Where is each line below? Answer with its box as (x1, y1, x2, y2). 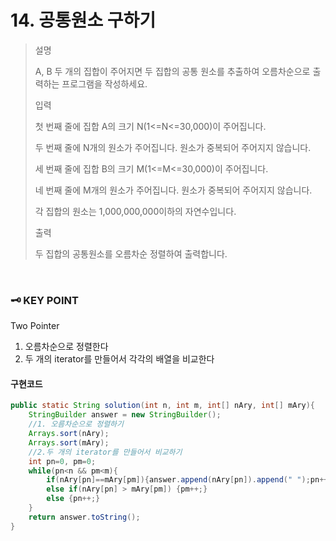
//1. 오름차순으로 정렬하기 (28, 419, 124, 430)
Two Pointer (10, 320, 60, 332)
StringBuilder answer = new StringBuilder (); (28, 410, 222, 420)
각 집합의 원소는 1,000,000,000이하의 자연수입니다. (34, 205, 237, 217)
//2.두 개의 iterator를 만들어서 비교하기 (28, 447, 183, 457)
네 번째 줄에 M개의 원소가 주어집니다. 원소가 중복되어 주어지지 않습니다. (34, 184, 313, 196)
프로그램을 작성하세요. (61, 77, 148, 90)
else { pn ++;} (46, 494, 101, 504)
